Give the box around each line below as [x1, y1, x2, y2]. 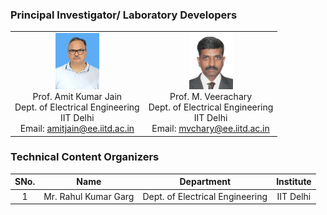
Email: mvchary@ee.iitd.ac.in [151, 123, 270, 135]
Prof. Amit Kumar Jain [32, 91, 123, 103]
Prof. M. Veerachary [169, 91, 253, 103]
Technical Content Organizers [10, 150, 160, 164]
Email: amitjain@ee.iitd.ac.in [19, 123, 135, 135]
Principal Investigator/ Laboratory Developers [10, 8, 238, 22]
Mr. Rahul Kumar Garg [43, 190, 135, 202]
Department [179, 176, 232, 188]
